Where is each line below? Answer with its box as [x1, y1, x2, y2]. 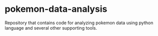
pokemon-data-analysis [4, 3, 107, 15]
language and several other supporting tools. [4, 25, 97, 31]
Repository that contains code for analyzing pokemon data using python [4, 20, 153, 26]
